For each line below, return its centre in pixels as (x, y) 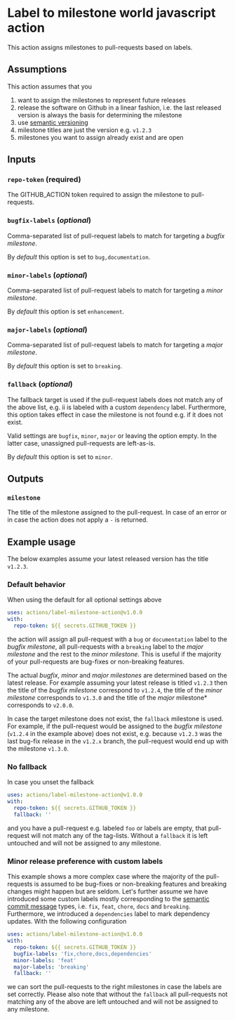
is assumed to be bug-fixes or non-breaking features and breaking (130, 884)
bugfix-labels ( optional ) (49, 221)
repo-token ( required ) (44, 179)
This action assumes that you (50, 86)
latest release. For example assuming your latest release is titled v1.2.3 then (117, 683)
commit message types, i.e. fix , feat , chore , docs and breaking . (99, 906)
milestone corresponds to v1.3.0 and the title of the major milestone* (107, 698)
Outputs (26, 479)
